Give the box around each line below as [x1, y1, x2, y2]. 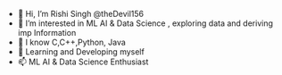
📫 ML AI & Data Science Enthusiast [17, 56, 149, 67]
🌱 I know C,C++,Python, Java [17, 37, 127, 47]
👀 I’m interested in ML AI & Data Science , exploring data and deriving [17, 18, 274, 29]
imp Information [17, 28, 77, 37]
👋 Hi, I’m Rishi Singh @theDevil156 [17, 9, 145, 19]
